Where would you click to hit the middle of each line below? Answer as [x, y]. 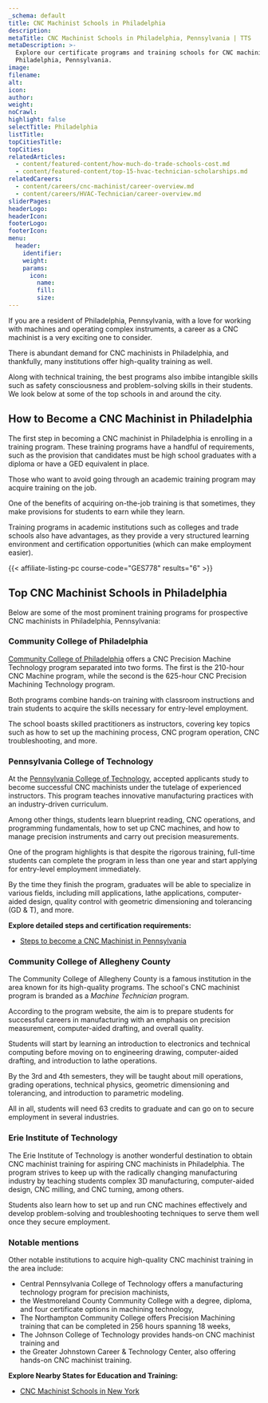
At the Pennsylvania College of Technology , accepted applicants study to [128, 779]
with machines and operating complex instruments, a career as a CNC [123, 329]
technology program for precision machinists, [95, 1292]
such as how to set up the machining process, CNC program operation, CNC [134, 732]
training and [39, 1343]
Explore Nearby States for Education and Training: [93, 1375]
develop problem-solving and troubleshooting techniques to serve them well [134, 1213]
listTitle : [26, 134]
